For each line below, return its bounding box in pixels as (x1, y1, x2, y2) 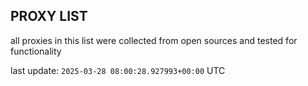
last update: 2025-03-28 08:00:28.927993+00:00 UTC (10, 64, 226, 76)
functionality (10, 45, 62, 57)
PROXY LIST (10, 8, 88, 25)
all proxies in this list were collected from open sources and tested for (10, 34, 298, 46)
